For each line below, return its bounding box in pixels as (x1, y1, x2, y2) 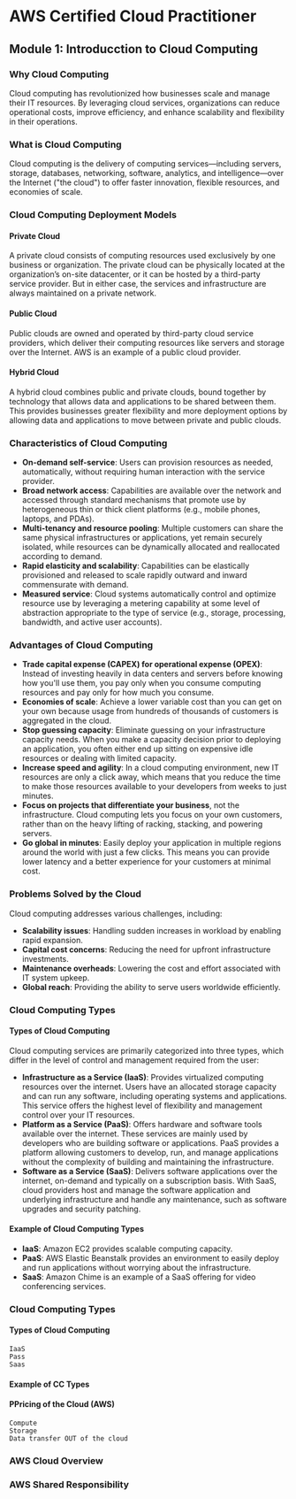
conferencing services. (21, 1280, 106, 1291)
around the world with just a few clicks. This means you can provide (21, 847, 270, 857)
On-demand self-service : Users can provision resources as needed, (21, 457, 274, 467)
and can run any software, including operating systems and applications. (21, 1090, 287, 1101)
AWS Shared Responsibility (9, 1478, 130, 1490)
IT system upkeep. (21, 972, 90, 983)
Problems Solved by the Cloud (9, 888, 141, 900)
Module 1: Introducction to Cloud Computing (9, 42, 259, 57)
